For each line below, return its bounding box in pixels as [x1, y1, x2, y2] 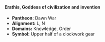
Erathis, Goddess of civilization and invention [4, 4, 101, 10]
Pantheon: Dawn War [11, 15, 57, 21]
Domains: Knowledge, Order [11, 25, 71, 32]
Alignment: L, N [11, 20, 45, 26]
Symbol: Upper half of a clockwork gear [11, 31, 95, 37]
